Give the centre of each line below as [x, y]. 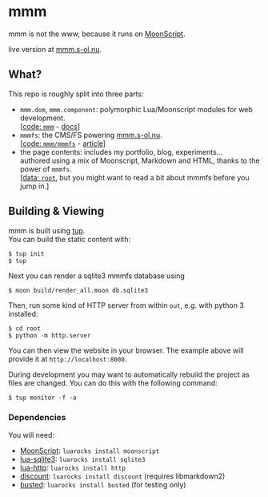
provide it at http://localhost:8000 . [68, 358]
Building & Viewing [56, 211]
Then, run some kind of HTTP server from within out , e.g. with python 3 [126, 305]
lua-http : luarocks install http [73, 467]
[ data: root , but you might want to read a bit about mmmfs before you [134, 177]
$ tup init [26, 254]
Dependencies [37, 418]
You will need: [31, 434]
